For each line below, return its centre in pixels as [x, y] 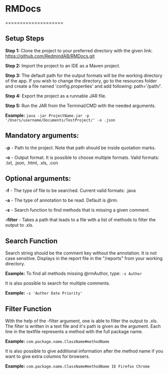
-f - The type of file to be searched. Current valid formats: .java [71, 191]
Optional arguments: [38, 178]
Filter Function [28, 309]
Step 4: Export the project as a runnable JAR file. [56, 96]
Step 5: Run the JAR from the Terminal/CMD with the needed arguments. [81, 106]
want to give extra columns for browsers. [48, 356]
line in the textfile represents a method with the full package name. [74, 332]
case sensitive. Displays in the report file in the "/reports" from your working [84, 258]
